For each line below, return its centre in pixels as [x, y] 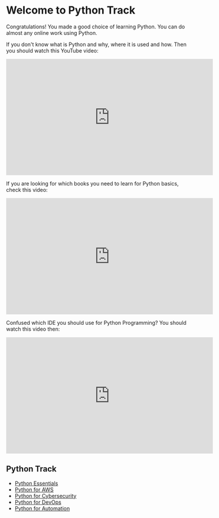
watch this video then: [33, 329]
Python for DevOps [38, 502]
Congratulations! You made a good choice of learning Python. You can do [96, 27]
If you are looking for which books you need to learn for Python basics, [92, 183]
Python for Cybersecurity [45, 496]
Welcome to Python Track [71, 10]
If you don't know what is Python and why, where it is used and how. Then [97, 44]
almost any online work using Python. [52, 32]
